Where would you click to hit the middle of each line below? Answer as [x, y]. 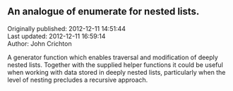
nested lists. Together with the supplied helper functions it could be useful [115, 65]
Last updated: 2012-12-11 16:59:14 [56, 36]
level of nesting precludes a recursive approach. [78, 80]
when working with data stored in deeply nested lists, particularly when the [116, 72]
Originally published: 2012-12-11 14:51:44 [66, 28]
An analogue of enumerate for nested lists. [103, 12]
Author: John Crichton [40, 43]
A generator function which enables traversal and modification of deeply [113, 57]
